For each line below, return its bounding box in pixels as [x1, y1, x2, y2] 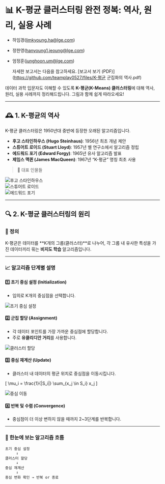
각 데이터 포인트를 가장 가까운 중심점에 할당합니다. [12, 328, 108, 334]
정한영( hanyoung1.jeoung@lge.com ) [12, 47, 85, 53]
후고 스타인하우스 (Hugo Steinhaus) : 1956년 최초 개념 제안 [12, 138, 126, 144]
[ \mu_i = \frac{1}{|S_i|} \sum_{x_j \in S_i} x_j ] [5, 380, 98, 386]
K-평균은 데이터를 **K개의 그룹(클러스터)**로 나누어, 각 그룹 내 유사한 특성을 [5, 240, 151, 246]
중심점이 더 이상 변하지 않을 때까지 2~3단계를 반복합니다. [12, 416, 121, 422]
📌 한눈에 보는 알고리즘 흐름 [5, 434, 64, 441]
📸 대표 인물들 [17, 167, 43, 172]
